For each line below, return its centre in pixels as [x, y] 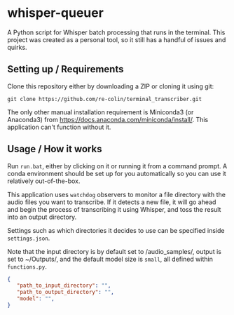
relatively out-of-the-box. [44, 181]
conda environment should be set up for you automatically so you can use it [117, 173]
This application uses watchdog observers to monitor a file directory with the [117, 194]
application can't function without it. [59, 127]
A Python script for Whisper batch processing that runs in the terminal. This [116, 32]
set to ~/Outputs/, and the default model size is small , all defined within [110, 259]
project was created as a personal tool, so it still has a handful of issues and [117, 39]
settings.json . [29, 238]
